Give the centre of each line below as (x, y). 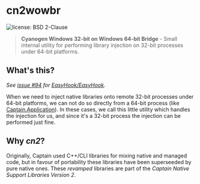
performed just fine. (31, 122)
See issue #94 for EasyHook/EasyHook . (56, 85)
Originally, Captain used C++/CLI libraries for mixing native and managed (97, 155)
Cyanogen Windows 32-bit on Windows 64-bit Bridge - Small (99, 38)
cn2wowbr (34, 11)
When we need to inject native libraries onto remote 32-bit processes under (100, 96)
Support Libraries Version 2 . (41, 174)
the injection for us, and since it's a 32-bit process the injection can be (94, 115)
